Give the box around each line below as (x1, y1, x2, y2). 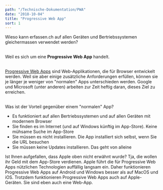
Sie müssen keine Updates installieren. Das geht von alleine (12, 144, 132, 150)
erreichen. (5, 89, 26, 95)
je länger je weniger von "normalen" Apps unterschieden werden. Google (5, 79, 152, 85)
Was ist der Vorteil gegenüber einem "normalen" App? (5, 104, 114, 110)
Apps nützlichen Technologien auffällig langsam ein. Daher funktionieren (5, 164, 151, 170)
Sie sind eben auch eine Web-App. (23, 180, 93, 186)
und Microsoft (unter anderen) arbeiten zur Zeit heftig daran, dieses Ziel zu (5, 84, 155, 90)
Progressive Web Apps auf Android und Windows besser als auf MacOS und (5, 169, 158, 175)
